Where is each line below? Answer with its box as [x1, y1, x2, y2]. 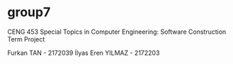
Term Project [7, 34, 45, 43]
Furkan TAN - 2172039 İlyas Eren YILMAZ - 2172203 [7, 49, 160, 57]
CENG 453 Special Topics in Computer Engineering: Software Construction [7, 27, 227, 36]
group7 [7, 4, 51, 20]
